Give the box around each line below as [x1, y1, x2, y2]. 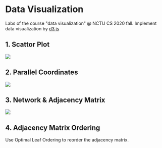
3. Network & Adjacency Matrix [5, 95, 105, 104]
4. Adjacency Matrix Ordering [5, 123, 100, 132]
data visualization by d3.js [5, 25, 60, 31]
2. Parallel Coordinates [5, 68, 78, 77]
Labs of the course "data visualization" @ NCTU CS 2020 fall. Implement [5, 20, 157, 26]
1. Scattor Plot [5, 40, 50, 49]
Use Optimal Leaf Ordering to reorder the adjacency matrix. [5, 137, 129, 143]
